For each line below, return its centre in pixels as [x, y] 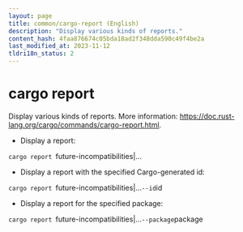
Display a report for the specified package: [92, 203]
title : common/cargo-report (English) [74, 24]
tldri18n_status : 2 [41, 54]
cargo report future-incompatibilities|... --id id [85, 187]
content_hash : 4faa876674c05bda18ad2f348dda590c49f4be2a [107, 39]
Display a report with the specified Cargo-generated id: [112, 172]
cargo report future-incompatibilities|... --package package [106, 219]
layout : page [30, 16]
